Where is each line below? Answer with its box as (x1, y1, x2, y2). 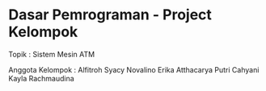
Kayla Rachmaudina (8, 73, 74, 83)
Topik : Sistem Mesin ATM (8, 49, 95, 59)
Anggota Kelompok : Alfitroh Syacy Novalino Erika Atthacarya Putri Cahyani (8, 64, 260, 74)
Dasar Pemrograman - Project (8, 6, 213, 24)
